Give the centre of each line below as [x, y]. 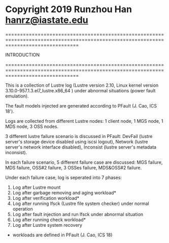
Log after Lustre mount [37, 187]
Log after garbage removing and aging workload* [64, 193]
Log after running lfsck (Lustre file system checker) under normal [81, 203]
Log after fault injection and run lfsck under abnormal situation [78, 214]
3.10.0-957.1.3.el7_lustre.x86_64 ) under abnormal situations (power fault [80, 90]
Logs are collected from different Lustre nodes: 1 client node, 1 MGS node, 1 [84, 121]
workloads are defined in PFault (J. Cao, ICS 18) [62, 235]
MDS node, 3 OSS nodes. [32, 126]
